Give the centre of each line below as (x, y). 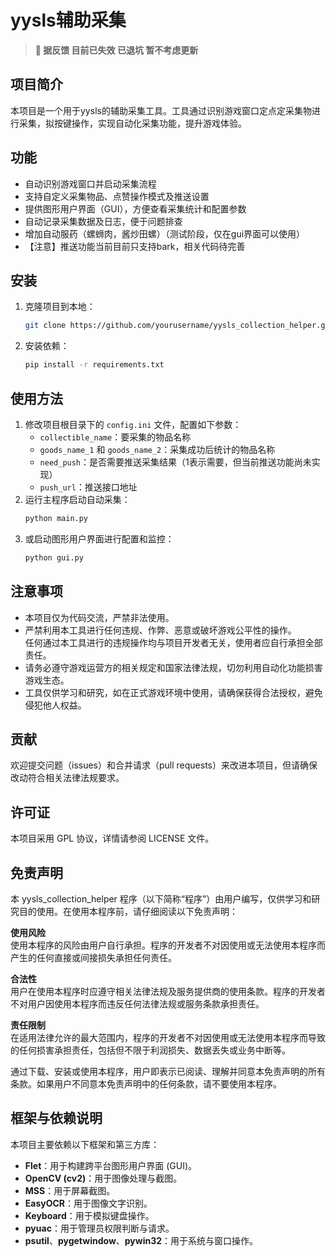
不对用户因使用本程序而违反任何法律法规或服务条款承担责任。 (137, 1003)
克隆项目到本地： (60, 307)
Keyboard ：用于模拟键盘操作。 (89, 1215)
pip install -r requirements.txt (94, 365)
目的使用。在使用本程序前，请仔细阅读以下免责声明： (128, 911)
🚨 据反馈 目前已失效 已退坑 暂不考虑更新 (116, 50)
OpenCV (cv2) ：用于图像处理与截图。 (103, 1178)
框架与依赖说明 (56, 1118)
